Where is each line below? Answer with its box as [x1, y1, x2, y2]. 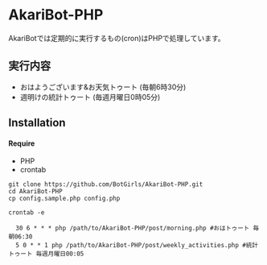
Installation [8, 116, 66, 130]
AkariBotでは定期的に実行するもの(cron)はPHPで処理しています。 [8, 33, 225, 43]
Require [8, 139, 35, 148]
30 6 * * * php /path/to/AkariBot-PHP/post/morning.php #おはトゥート [15, 224, 250, 233]
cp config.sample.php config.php [8, 195, 121, 203]
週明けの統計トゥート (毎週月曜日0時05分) [19, 92, 161, 101]
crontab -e [8, 209, 45, 217]
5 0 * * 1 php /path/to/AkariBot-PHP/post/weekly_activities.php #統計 [15, 242, 259, 250]
